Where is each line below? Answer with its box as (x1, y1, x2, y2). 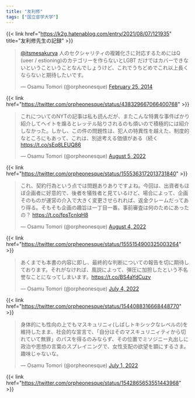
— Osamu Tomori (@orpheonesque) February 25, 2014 (20, 83, 153, 90)
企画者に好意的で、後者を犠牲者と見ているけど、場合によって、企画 (25, 189, 189, 196)
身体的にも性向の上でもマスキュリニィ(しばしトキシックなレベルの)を (20, 321, 189, 328)
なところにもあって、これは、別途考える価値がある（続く (20, 134, 158, 141)
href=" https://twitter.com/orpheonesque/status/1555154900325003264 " (6, 240, 182, 247)
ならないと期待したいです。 (20, 71, 86, 78)
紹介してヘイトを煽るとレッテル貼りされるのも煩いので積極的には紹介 (20, 120, 190, 127)
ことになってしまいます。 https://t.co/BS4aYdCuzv (30, 273, 151, 281)
